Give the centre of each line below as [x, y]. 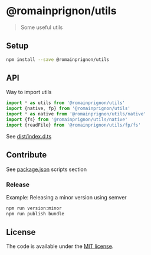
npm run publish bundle [35, 214]
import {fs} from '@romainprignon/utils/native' [67, 120]
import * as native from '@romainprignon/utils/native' [76, 114]
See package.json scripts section [47, 169]
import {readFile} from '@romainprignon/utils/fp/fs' [74, 125]
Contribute [27, 155]
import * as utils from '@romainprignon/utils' [66, 103]
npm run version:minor [34, 208]
